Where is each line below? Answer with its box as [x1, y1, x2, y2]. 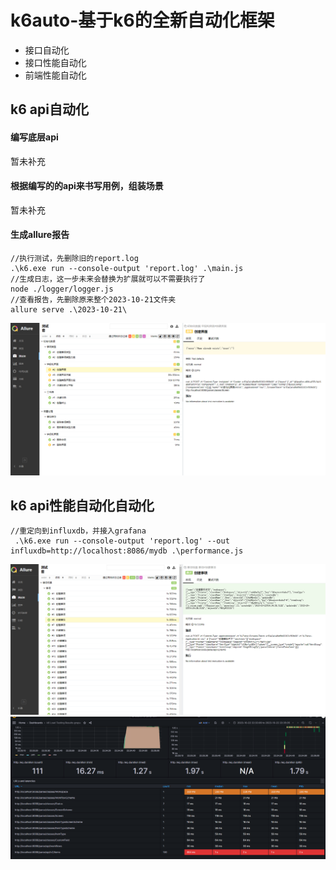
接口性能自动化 [24, 56, 87, 68]
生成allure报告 [10, 229, 70, 241]
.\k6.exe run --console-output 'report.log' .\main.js [10, 263, 244, 273]
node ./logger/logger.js [10, 284, 114, 294]
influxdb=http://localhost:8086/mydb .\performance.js [10, 546, 244, 556]
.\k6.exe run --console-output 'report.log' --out [14, 536, 230, 546]
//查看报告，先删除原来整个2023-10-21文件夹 [10, 294, 177, 305]
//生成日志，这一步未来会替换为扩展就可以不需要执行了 [10, 274, 206, 284]
